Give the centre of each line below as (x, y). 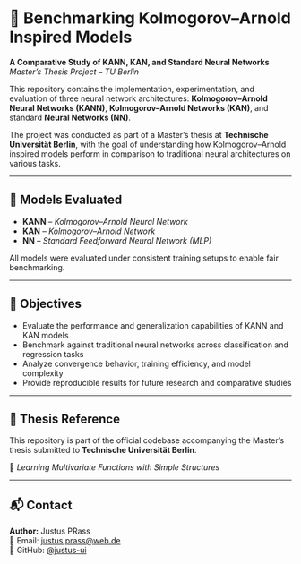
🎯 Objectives (46, 304)
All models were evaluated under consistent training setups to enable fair (144, 258)
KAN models (45, 335)
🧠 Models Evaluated (66, 200)
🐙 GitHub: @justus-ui (48, 551)
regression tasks (53, 354)
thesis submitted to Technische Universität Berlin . (103, 450)
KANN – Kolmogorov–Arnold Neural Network (105, 221)
